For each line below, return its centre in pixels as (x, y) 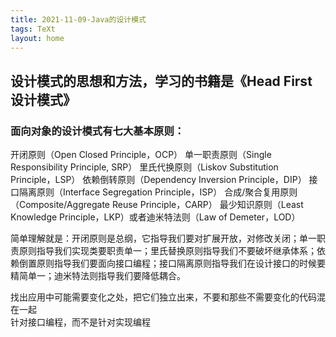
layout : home (37, 38)
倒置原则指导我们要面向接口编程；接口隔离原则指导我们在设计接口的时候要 (172, 263)
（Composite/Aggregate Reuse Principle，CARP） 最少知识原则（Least (157, 205)
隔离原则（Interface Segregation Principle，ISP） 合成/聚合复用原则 (158, 192)
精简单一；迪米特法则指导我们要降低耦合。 (98, 276)
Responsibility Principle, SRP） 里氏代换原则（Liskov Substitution (144, 167)
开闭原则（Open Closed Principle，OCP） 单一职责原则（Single (141, 155)
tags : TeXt (33, 29)
